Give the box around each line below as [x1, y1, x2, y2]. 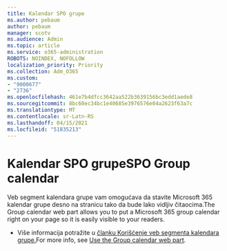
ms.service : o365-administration [7, 49, 103, 56]
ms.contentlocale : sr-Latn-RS [7, 113, 95, 120]
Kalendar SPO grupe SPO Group [7, 156, 191, 171]
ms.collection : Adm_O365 [7, 68, 79, 75]
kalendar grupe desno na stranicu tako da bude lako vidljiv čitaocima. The [7, 201, 215, 209]
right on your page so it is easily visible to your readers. [7, 215, 166, 223]
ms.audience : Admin [7, 36, 63, 43]
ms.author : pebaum [7, 17, 60, 24]
